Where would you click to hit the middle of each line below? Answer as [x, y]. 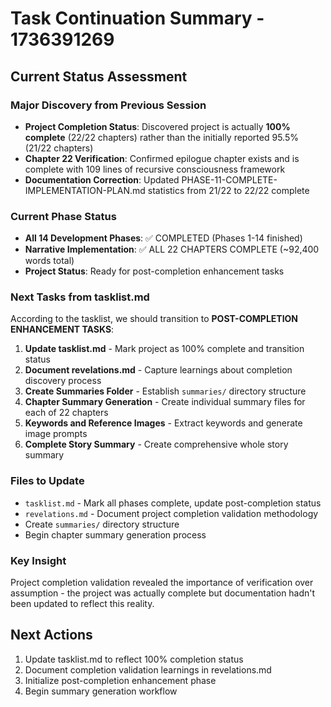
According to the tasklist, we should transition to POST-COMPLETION [154, 319]
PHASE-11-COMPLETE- [229, 179]
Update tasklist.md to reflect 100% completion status [134, 659]
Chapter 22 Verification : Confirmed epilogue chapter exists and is [162, 158]
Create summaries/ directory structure [102, 524]
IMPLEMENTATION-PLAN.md [85, 190]
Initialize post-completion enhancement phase [120, 680]
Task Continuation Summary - [137, 18]
